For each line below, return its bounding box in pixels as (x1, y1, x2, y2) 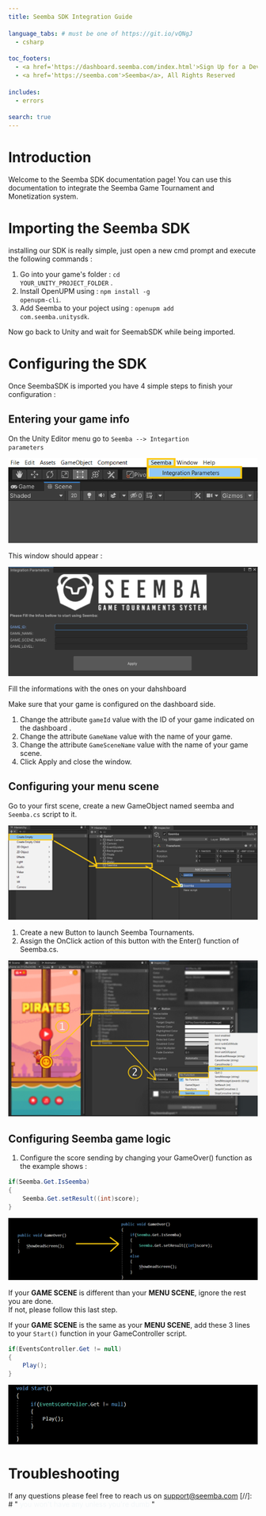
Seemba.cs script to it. (8, 809, 78, 819)
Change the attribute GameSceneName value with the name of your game (19, 740, 249, 750)
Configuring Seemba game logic (8, 1132, 172, 1145)
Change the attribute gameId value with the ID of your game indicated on (19, 715, 255, 724)
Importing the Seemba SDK (8, 219, 191, 237)
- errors (15, 96, 44, 105)
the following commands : (8, 254, 93, 264)
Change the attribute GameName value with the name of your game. (19, 731, 233, 742)
